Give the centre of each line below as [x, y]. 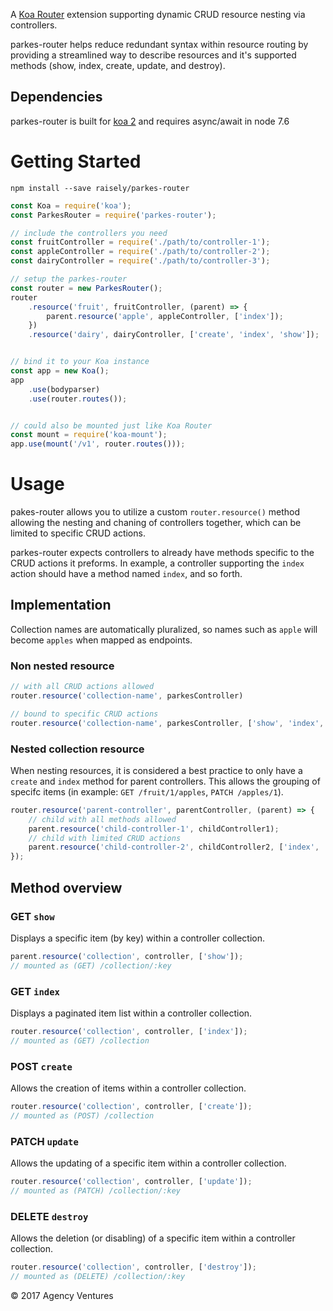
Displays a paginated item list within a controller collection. [131, 1013]
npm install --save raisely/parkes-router [100, 188]
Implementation [61, 605]
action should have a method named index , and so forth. [126, 574]
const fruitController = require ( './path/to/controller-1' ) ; [140, 242]
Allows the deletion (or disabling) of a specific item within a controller [153, 1238]
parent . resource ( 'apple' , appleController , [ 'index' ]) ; [165, 316]
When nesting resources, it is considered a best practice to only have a [156, 770]
